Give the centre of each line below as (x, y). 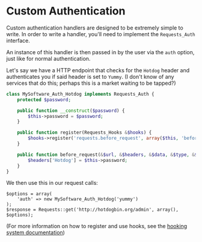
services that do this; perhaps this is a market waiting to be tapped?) (91, 83)
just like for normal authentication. (48, 58)
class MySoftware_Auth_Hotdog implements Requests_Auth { (80, 94)
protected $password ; (44, 100)
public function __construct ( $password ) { (71, 110)
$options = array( (29, 194)
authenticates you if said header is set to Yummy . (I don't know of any (90, 76)
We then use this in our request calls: (52, 183)
